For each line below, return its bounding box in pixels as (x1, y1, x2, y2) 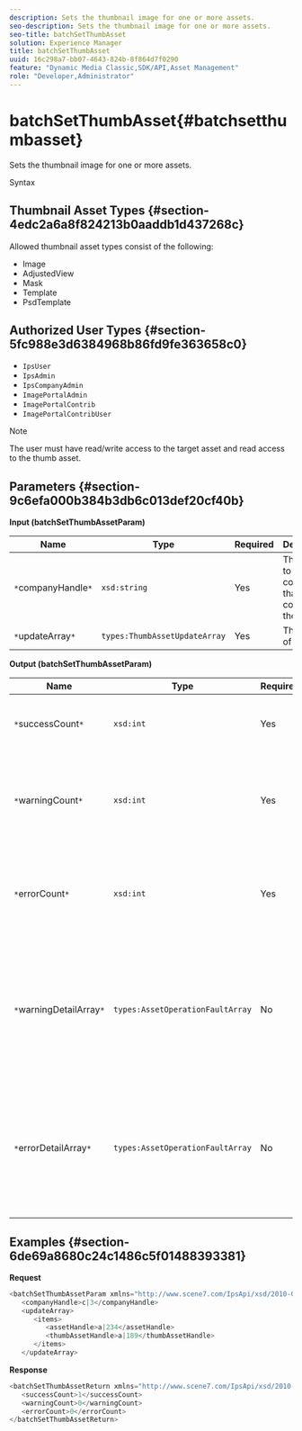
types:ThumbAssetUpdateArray (101, 631, 226, 642)
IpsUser (22, 362, 51, 372)
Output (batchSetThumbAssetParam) (9, 659, 153, 670)
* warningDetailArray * (13, 1003, 105, 1016)
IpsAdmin (22, 372, 56, 381)
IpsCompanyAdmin (22, 382, 84, 391)
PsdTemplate (22, 296, 72, 307)
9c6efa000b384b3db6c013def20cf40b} (9, 492, 244, 508)
